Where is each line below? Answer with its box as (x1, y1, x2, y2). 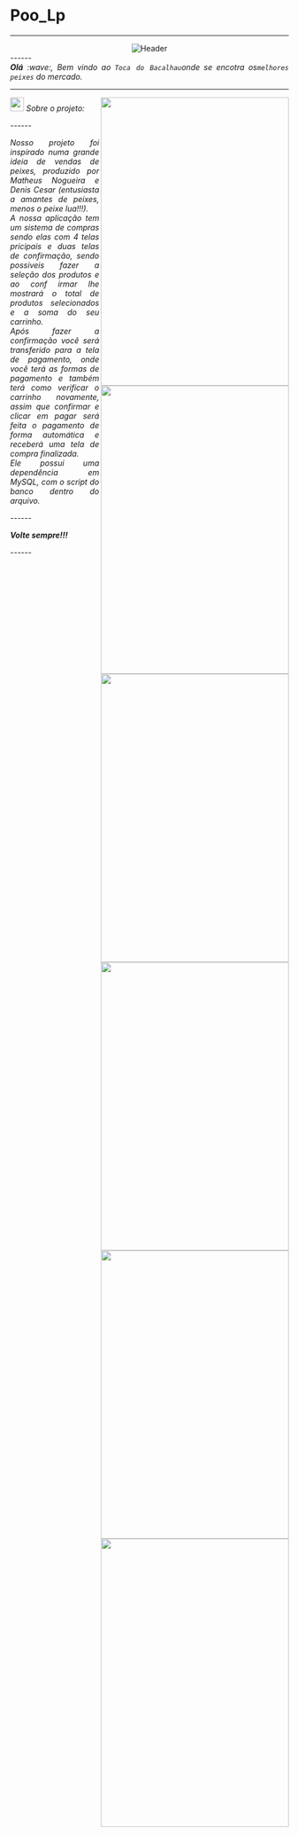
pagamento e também (10, 373, 100, 383)
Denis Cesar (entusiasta (10, 184, 100, 195)
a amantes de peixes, (10, 193, 100, 204)
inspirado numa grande (10, 146, 100, 157)
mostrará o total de (10, 287, 100, 298)
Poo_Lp (10, 5, 66, 26)
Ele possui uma (10, 458, 100, 468)
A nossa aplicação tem (10, 212, 100, 223)
